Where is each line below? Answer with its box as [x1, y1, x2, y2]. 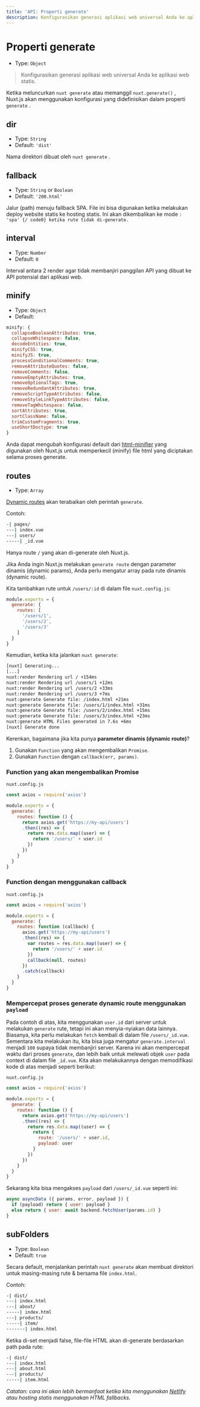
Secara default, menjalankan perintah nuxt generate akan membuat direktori [6, 1263, 193, 1270]
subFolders [6, 1229, 49, 1240]
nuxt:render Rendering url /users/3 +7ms [6, 691, 111, 697]
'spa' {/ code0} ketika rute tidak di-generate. [6, 217, 129, 223]
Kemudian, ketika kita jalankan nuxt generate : [6, 651, 118, 659]
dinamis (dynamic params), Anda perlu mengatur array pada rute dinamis [6, 567, 186, 574]
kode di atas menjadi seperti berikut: [6, 1063, 96, 1070]
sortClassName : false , [11, 413, 68, 419]
